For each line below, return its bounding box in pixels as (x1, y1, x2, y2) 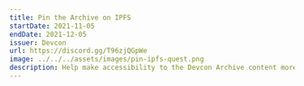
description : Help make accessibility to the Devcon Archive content (9, 64, 278, 73)
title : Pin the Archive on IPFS (9, 13, 131, 22)
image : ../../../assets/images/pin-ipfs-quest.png (9, 55, 204, 64)
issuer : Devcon (9, 38, 67, 47)
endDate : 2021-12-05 (9, 30, 88, 39)
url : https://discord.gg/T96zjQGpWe (9, 47, 147, 56)
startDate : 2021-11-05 (9, 21, 95, 30)
